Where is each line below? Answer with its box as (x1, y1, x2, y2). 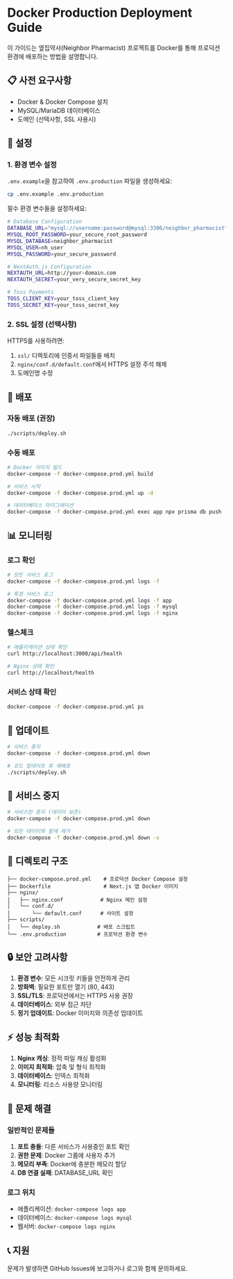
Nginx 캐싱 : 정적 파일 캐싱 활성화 (17, 1054, 107, 1062)
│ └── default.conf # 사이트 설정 (7, 910, 134, 917)
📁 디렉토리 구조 (7, 855, 68, 868)
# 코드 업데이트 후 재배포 (7, 762, 71, 769)
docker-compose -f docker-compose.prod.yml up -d (7, 489, 154, 496)
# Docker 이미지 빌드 (7, 464, 62, 471)
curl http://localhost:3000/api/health (7, 650, 123, 657)
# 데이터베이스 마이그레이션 (7, 502, 74, 509)
